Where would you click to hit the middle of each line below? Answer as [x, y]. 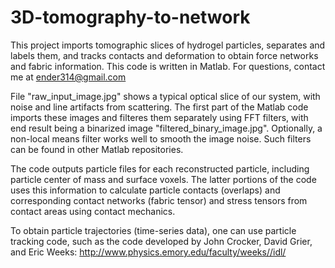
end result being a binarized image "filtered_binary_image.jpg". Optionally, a [166, 128]
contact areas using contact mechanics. [93, 211]
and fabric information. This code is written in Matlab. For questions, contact [168, 66]
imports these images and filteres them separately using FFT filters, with [159, 117]
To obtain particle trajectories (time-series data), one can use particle [153, 230]
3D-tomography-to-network [130, 17]
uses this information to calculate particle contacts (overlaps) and [145, 190]
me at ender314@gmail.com [68, 77]
